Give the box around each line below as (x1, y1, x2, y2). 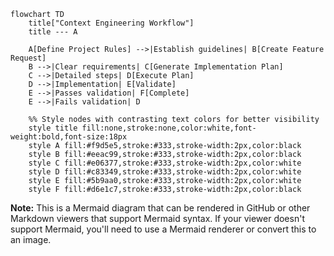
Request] (10, 53, 47, 63)
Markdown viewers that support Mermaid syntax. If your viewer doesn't (10, 213, 305, 224)
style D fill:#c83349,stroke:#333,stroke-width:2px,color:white (28, 167, 302, 177)
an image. (10, 234, 52, 245)
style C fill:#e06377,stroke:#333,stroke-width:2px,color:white (28, 158, 302, 168)
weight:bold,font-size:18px (10, 132, 128, 142)
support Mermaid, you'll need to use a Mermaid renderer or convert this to (10, 223, 317, 235)
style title (28, 123, 78, 133)
